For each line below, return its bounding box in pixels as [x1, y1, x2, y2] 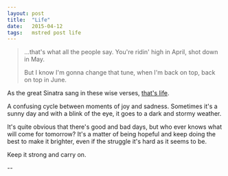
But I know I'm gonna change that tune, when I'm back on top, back [23, 68, 216, 77]
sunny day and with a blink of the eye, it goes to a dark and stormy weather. [7, 110, 222, 118]
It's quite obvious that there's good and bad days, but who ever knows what [7, 123, 222, 131]
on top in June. [23, 76, 67, 84]
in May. [23, 55, 45, 64]
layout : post [7, 10, 45, 17]
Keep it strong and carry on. [7, 151, 87, 159]
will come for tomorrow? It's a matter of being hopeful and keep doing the [7, 130, 216, 138]
